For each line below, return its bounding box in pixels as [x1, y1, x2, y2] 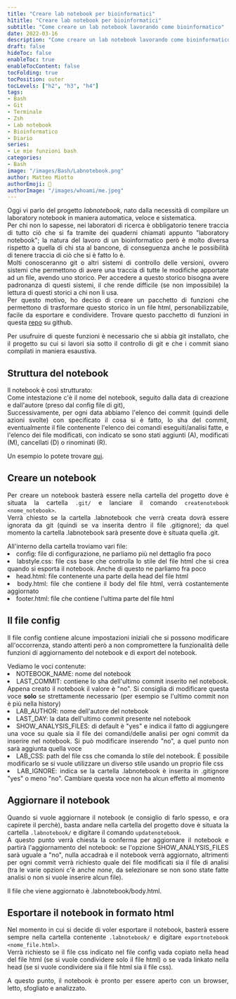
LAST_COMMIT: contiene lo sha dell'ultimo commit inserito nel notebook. [16, 677, 230, 685]
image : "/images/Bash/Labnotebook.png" [7, 167, 124, 174]
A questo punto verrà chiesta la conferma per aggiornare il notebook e [7, 835, 229, 844]
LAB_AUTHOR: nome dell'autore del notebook [16, 706, 149, 715]
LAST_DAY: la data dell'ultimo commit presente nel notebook [16, 714, 191, 723]
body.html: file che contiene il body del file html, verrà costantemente [17, 579, 229, 587]
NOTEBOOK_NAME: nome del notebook [16, 669, 131, 677]
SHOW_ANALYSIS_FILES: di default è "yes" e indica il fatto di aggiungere [16, 722, 229, 730]
